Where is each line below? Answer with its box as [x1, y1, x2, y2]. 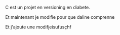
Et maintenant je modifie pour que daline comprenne [5, 14, 115, 20]
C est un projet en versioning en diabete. [5, 5, 90, 10]
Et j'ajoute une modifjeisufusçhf [5, 24, 72, 30]
